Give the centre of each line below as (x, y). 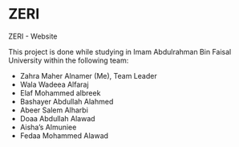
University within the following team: (69, 60)
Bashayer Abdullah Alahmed (67, 101)
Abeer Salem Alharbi (54, 110)
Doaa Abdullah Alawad (57, 118)
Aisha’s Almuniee (48, 127)
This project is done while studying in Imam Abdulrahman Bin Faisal (120, 51)
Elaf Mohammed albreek (60, 92)
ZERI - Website (33, 36)
